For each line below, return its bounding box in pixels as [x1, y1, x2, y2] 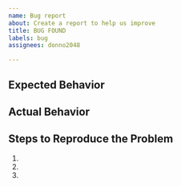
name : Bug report [8, 11, 66, 20]
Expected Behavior [8, 77, 106, 92]
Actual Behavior [8, 105, 90, 118]
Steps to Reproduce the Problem [8, 133, 174, 146]
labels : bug [8, 34, 48, 42]
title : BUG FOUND [8, 26, 66, 34]
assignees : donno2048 [8, 42, 81, 49]
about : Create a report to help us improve [8, 19, 156, 27]
